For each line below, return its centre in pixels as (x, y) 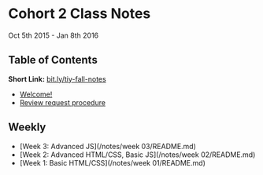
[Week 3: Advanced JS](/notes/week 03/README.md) (108, 146)
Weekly (27, 128)
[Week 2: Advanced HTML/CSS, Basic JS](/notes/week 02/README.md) (137, 155)
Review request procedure (63, 102)
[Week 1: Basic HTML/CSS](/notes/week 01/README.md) (113, 162)
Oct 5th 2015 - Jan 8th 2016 (54, 35)
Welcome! (36, 94)
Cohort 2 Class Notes (80, 14)
